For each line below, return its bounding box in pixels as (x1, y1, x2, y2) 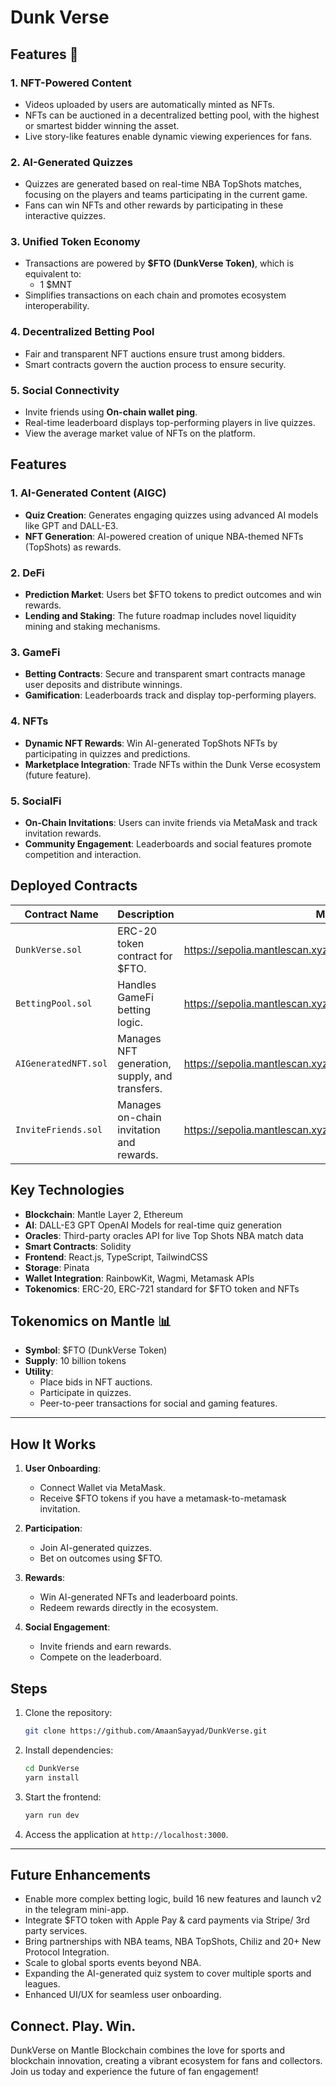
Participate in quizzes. (39, 1387, 132, 1399)
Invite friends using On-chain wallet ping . (24, 406, 198, 418)
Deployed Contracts (10, 877, 138, 895)
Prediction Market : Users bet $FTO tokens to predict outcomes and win (24, 589, 322, 601)
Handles (117, 977, 157, 991)
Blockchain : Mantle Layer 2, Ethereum (24, 1208, 184, 1220)
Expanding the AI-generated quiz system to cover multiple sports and (24, 1967, 312, 1980)
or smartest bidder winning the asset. (24, 119, 180, 131)
